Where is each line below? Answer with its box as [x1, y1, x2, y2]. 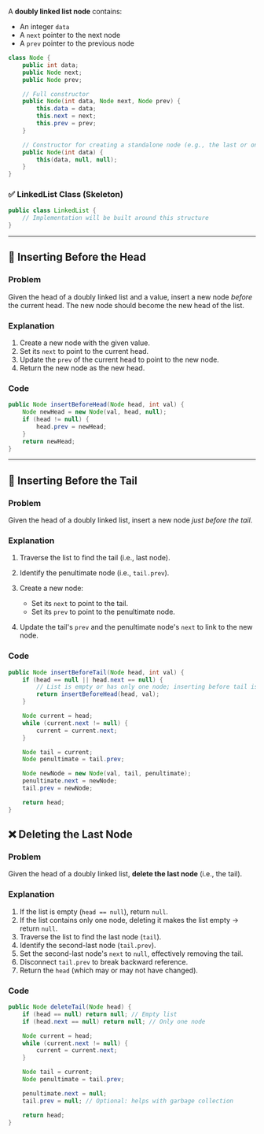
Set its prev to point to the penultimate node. [31, 607, 175, 617]
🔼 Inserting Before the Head [8, 251, 147, 264]
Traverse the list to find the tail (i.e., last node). [19, 553, 170, 563]
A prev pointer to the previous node [19, 39, 135, 48]
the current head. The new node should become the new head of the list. [8, 300, 245, 310]
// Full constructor [22, 90, 90, 98]
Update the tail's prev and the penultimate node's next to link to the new [19, 623, 253, 632]
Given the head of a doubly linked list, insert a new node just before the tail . [8, 515, 253, 525]
